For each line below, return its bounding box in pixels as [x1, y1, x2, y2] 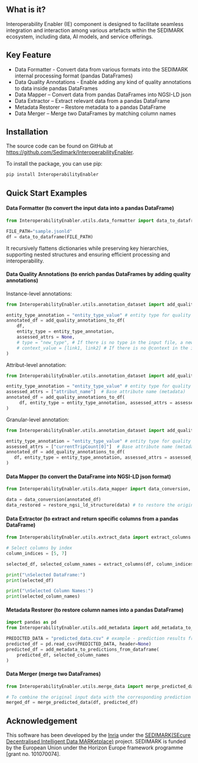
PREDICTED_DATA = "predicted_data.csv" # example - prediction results [6, 635, 186, 642]
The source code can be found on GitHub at [6, 142, 113, 150]
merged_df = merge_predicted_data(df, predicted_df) [6, 700, 138, 706]
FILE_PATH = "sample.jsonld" [6, 228, 72, 234]
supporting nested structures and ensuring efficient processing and [6, 251, 171, 258]
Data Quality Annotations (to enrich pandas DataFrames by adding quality [6, 271, 191, 278]
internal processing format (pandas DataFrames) [14, 72, 133, 79]
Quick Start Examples [6, 188, 87, 198]
